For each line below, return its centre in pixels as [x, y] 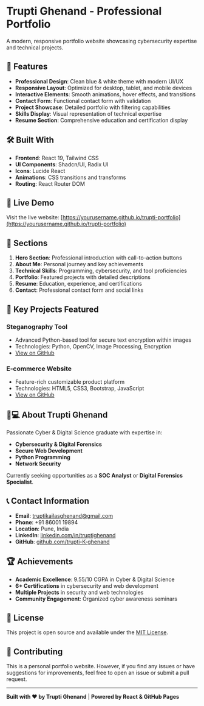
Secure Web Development [49, 450]
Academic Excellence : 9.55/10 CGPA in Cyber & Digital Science [95, 579]
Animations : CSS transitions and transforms [70, 177]
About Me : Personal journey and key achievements [79, 264]
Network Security [38, 464]
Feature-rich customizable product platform [70, 382]
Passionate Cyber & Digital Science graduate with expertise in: [84, 432]
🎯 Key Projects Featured [53, 309]
